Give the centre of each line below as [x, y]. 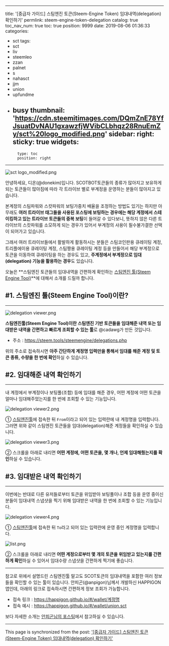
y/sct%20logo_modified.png [59, 134]
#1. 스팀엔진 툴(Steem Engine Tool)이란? [67, 295]
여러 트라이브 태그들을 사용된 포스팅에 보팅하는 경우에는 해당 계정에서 [86, 212]
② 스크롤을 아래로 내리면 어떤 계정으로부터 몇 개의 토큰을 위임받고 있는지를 [79, 555]
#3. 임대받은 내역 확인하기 [43, 476]
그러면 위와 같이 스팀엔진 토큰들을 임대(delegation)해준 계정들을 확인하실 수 [79, 426]
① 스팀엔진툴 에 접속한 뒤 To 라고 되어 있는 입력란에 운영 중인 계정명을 [73, 527]
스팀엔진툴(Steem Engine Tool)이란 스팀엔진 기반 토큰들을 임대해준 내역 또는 [80, 323]
